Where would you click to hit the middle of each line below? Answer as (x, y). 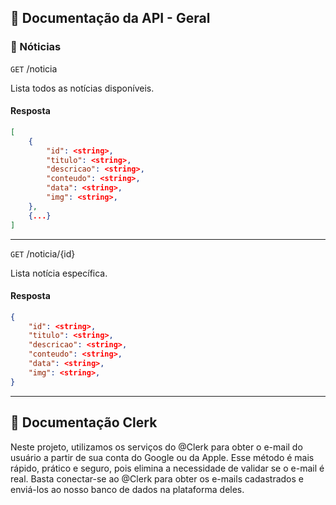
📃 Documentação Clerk (84, 422)
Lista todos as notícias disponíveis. (82, 88)
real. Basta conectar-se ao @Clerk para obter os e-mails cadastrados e (157, 478)
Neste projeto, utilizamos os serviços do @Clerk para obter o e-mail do (156, 447)
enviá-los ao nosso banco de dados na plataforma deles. (127, 489)
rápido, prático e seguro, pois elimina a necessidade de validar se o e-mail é (167, 468)
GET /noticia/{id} (43, 253)
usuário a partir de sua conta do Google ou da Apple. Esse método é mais (162, 457)
